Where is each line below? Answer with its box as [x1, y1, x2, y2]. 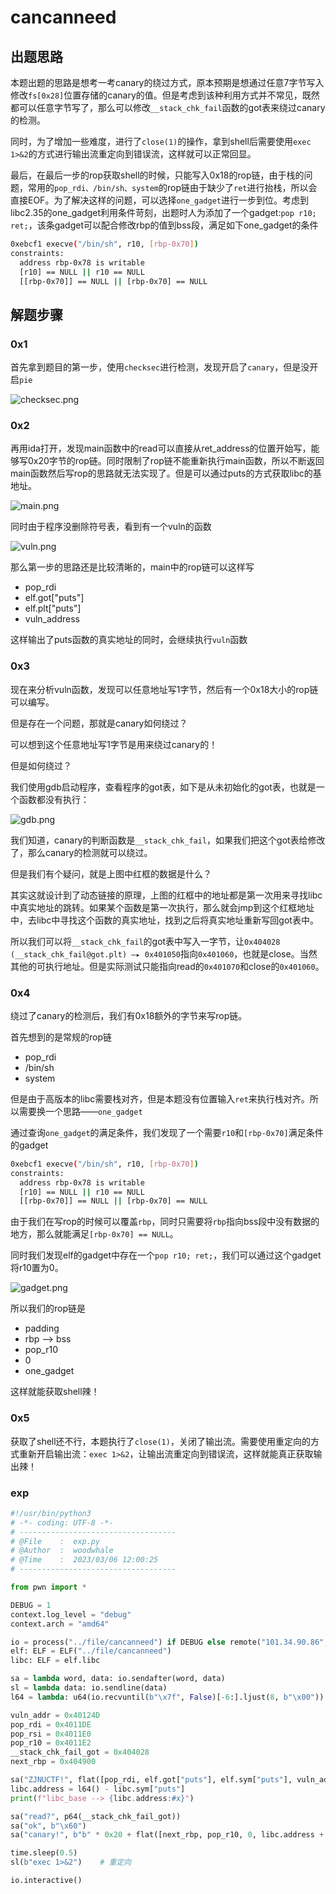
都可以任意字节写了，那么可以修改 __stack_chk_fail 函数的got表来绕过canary [10, 102, 326, 113]
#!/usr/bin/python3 [10, 1508, 92, 1518]
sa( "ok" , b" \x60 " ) [10, 1821, 87, 1831]
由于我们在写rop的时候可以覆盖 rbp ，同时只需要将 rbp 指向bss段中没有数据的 [10, 1216, 320, 1228]
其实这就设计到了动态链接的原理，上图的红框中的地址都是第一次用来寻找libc [10, 889, 323, 901]
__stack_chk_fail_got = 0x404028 [10, 1747, 150, 1758]
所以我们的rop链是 [10, 1302, 87, 1315]
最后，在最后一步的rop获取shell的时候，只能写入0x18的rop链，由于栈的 [10, 169, 305, 181]
